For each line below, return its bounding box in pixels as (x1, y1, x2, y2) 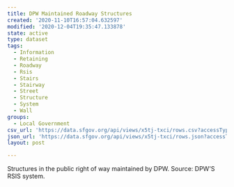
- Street (13, 88, 39, 95)
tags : (7, 42, 23, 49)
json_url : (7, 133, 36, 140)
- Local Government (13, 120, 70, 127)
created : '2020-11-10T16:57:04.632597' (7, 17, 123, 24)
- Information (13, 49, 54, 56)
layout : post (7, 140, 45, 147)
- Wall (13, 107, 33, 114)
